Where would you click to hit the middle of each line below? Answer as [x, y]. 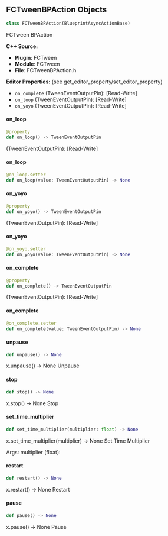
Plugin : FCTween [36, 57]
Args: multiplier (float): [33, 452]
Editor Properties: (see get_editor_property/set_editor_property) [85, 82]
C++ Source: [22, 46]
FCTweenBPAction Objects [57, 10]
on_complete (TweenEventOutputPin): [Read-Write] [76, 93]
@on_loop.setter [26, 175]
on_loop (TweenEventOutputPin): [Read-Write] [70, 99]
